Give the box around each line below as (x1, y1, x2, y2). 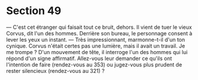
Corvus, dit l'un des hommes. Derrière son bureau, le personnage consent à (6, 29, 193, 36)
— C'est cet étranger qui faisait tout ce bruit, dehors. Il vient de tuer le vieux (6, 24, 192, 31)
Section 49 (6, 4, 61, 18)
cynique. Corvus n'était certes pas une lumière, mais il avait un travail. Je (6, 42, 186, 49)
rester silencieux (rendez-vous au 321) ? (6, 67, 105, 74)
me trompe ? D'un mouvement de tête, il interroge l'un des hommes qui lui (6, 48, 188, 55)
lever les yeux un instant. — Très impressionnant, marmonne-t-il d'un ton (6, 36, 186, 43)
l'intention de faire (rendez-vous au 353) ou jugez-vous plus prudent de (6, 61, 183, 68)
